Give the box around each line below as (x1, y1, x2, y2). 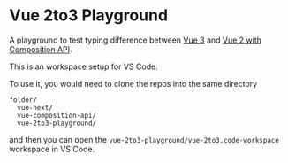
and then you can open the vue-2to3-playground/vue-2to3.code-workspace (9, 134, 280, 144)
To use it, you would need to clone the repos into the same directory (9, 78, 258, 89)
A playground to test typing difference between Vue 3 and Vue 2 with (9, 35, 262, 45)
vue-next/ (17, 103, 53, 112)
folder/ (9, 95, 38, 105)
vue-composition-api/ (17, 111, 97, 120)
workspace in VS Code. (9, 144, 95, 154)
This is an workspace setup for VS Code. (9, 61, 158, 72)
